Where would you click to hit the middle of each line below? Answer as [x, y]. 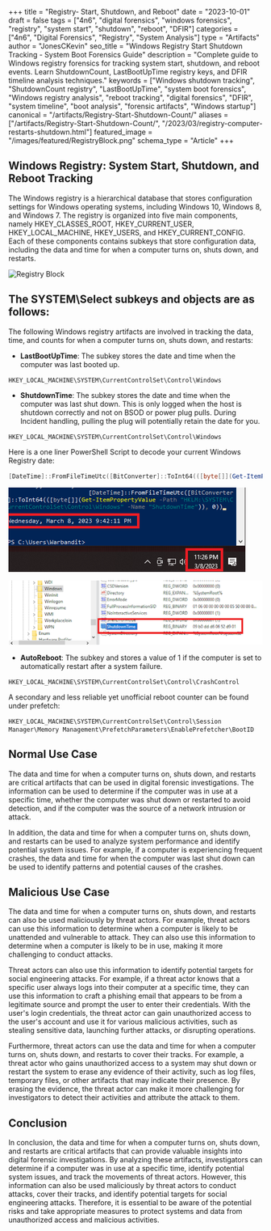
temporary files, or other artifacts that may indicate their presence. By [124, 1081]
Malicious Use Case [59, 892]
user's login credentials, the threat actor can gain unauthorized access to [130, 1013]
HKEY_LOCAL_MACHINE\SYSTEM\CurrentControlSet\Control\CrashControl [124, 682]
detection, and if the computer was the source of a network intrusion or [127, 808]
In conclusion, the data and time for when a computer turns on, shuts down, [134, 1143]
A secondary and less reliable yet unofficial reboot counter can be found [129, 697]
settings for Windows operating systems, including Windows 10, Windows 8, [135, 206]
